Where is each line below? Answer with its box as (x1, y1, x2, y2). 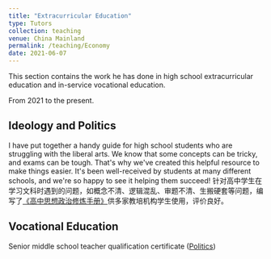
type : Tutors (8, 19, 53, 27)
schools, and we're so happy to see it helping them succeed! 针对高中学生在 (8, 175, 263, 186)
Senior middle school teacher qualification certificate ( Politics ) (8, 241, 216, 251)
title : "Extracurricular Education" (8, 11, 132, 20)
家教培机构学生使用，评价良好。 (121, 195, 228, 206)
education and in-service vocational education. (8, 80, 166, 90)
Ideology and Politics (8, 119, 116, 133)
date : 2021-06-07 (8, 49, 67, 57)
